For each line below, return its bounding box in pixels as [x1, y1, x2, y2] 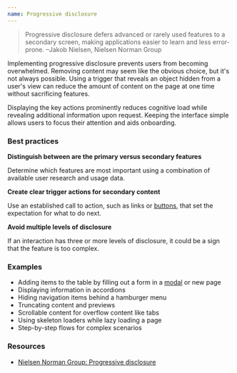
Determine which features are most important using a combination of [7, 165, 211, 175]
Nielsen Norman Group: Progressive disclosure [17, 357, 156, 366]
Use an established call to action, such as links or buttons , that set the [7, 201, 213, 210]
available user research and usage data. [7, 173, 125, 182]
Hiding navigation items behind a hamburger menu [17, 293, 167, 302]
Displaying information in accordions [17, 286, 126, 295]
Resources [7, 342, 46, 352]
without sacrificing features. [7, 89, 91, 98]
